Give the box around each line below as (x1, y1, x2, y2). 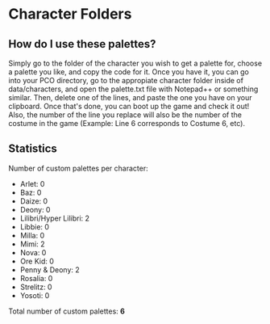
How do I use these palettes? (8, 37, 156, 51)
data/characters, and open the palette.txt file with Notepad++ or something (8, 84, 259, 94)
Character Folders (8, 5, 132, 23)
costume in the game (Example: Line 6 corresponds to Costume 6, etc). (8, 119, 246, 128)
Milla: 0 (19, 230, 45, 240)
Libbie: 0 (19, 221, 50, 231)
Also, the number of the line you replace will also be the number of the (8, 110, 242, 120)
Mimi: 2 (19, 239, 45, 249)
